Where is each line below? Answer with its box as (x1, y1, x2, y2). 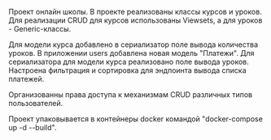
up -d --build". (8, 123, 57, 132)
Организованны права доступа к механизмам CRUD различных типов (8, 90, 253, 100)
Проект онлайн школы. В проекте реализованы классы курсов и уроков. (8, 7, 262, 16)
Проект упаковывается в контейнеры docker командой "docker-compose (8, 114, 263, 124)
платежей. (8, 74, 45, 83)
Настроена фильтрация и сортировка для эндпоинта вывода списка (8, 66, 247, 75)
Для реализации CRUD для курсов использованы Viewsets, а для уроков (8, 15, 263, 25)
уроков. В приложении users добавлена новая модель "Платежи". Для (8, 49, 255, 57)
